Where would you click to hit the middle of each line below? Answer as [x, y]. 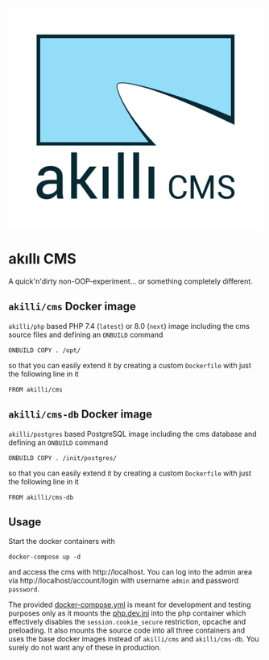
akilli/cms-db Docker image [81, 415]
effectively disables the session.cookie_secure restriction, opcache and [127, 622]
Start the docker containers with [62, 542]
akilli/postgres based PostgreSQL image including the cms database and [132, 434]
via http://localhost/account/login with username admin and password [124, 581]
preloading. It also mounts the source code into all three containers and [127, 630]
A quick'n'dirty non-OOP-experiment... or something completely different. [131, 281]
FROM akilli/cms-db [41, 497]
